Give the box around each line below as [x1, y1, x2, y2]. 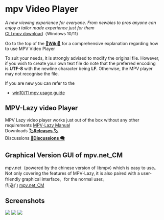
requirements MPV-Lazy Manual [5, 122, 70, 128]
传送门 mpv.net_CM [5, 182, 45, 188]
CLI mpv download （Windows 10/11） [5, 30, 81, 36]
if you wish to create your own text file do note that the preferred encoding [5, 60, 156, 66]
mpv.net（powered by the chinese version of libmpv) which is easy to [5, 165, 146, 171]
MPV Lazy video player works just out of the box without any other [5, 117, 140, 123]
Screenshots [5, 196, 45, 205]
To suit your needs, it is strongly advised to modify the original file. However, [5, 55, 160, 61]
